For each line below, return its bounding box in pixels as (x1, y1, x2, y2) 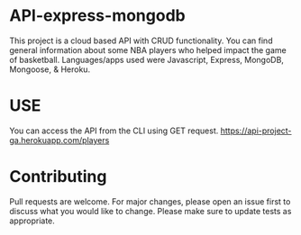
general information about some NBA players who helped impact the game (9, 44, 287, 55)
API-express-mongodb (9, 5, 187, 26)
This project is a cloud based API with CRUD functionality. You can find (9, 35, 273, 46)
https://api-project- (220, 125, 292, 136)
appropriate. (9, 215, 56, 226)
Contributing (9, 167, 107, 187)
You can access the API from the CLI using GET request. (9, 125, 219, 136)
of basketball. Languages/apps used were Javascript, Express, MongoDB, (9, 54, 284, 65)
